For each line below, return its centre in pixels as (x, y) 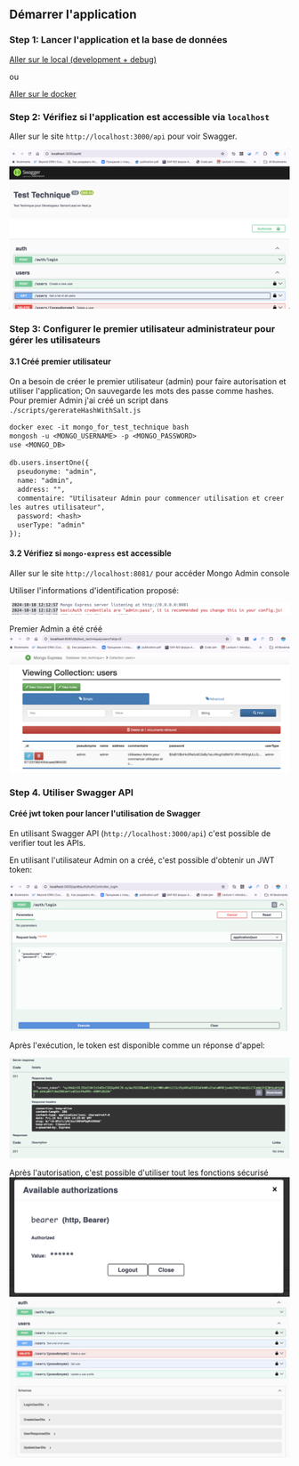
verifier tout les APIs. (48, 843)
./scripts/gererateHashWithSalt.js (75, 410)
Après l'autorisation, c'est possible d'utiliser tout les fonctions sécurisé (139, 1172)
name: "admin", (45, 480)
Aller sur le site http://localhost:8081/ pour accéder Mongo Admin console (149, 573)
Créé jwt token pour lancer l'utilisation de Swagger (105, 814)
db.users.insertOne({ (49, 463)
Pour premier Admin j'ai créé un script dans (89, 400)
